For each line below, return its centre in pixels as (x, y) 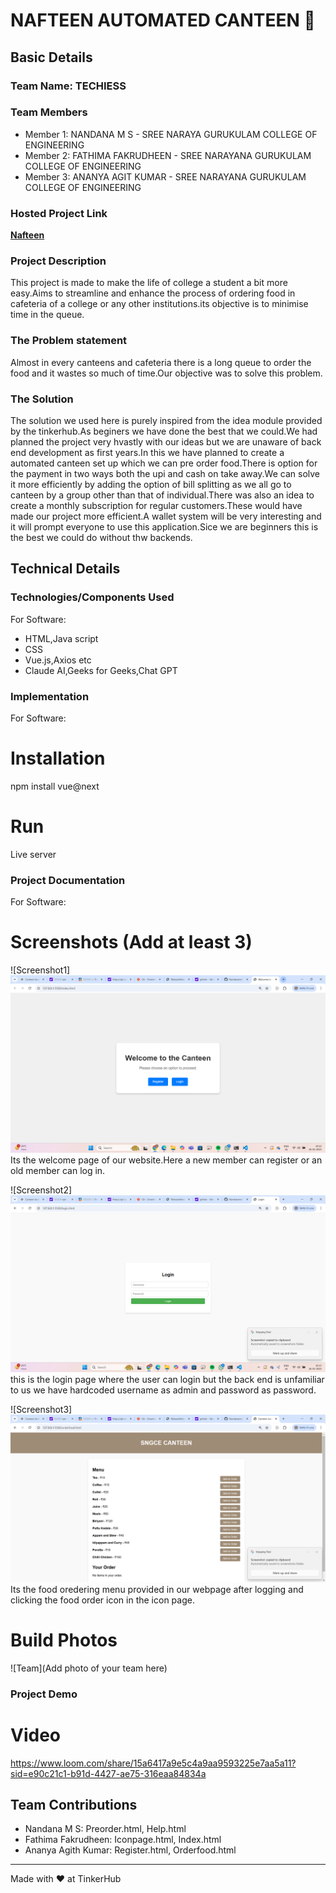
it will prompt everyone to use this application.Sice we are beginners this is (164, 526)
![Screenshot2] (41, 1190)
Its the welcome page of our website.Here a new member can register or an (166, 1160)
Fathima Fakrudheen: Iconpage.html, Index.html (123, 1840)
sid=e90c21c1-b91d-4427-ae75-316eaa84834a (108, 1773)
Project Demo (44, 1694)
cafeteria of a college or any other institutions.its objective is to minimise (159, 304)
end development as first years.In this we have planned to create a (147, 452)
